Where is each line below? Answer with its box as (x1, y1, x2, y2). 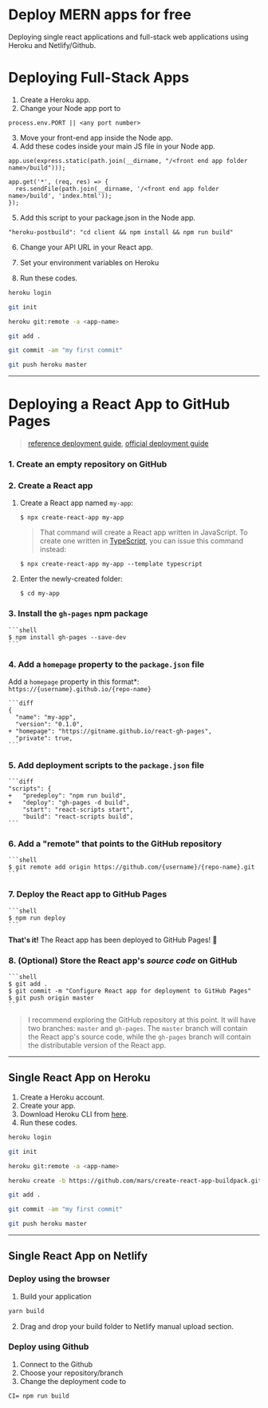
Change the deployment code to (19, 1376, 126, 1386)
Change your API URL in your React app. (19, 242, 153, 252)
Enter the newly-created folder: (19, 574, 124, 584)
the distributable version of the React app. (27, 1040, 167, 1050)
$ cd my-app (19, 590, 60, 598)
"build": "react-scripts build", (22, 813, 134, 821)
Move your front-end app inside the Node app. (19, 133, 173, 142)
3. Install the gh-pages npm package (8, 608, 148, 619)
